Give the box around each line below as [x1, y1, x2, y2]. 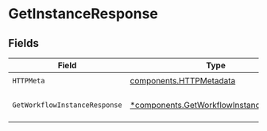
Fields [8, 37, 40, 50]
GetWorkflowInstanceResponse [12, 101, 122, 110]
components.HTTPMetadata [130, 75, 236, 86]
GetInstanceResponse [8, 5, 159, 23]
